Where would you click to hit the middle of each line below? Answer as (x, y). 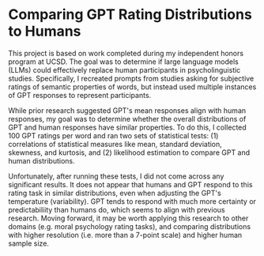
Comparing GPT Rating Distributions (130, 15)
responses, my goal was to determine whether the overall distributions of (127, 119)
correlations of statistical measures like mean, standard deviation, (115, 144)
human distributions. (41, 160)
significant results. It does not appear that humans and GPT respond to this (130, 184)
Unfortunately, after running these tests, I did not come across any (116, 176)
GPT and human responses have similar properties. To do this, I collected (127, 127)
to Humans (45, 31)
